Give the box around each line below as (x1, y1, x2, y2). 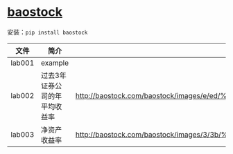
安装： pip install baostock (7, 28, 88, 36)
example (40, 58, 69, 68)
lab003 (10, 129, 35, 139)
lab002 (10, 90, 35, 100)
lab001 (10, 58, 35, 68)
